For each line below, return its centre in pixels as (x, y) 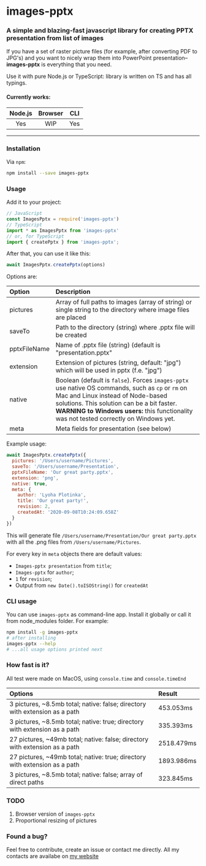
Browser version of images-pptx (55, 814)
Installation (24, 149)
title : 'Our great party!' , (53, 501)
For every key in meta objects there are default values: (74, 554)
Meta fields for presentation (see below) (113, 429)
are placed (71, 317)
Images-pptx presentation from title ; (63, 565)
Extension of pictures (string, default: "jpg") (118, 363)
